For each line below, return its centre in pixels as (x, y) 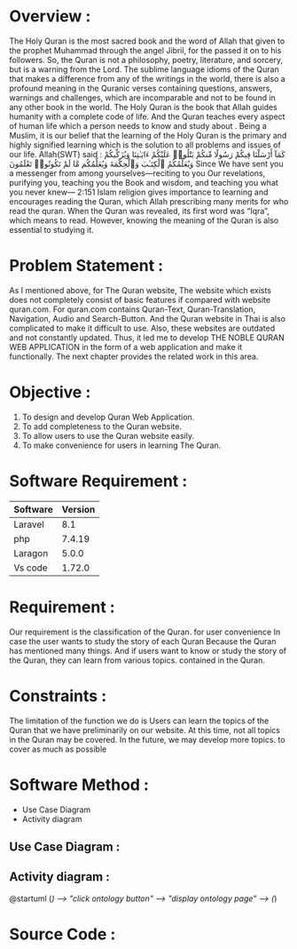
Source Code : (63, 934)
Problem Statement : (86, 266)
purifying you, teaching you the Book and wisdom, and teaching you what (144, 182)
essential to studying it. (52, 229)
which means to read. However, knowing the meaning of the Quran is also (144, 220)
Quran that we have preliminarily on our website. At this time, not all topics (145, 730)
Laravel (29, 524)
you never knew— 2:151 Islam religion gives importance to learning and (139, 192)
